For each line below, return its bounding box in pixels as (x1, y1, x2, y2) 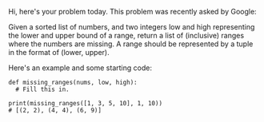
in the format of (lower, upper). (8, 48, 110, 57)
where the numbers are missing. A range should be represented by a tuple (8, 39, 254, 49)
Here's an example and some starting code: (8, 63, 152, 73)
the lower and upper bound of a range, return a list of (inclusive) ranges (8, 31, 245, 40)
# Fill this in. (15, 85, 70, 93)
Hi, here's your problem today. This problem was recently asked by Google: (8, 7, 258, 16)
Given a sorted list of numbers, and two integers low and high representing (8, 22, 255, 31)
